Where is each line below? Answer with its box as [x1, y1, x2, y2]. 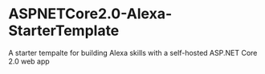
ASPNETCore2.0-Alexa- [8, 5, 173, 23]
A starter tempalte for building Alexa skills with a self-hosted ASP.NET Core [8, 48, 258, 57]
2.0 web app [8, 56, 50, 66]
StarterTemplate [8, 21, 120, 40]
